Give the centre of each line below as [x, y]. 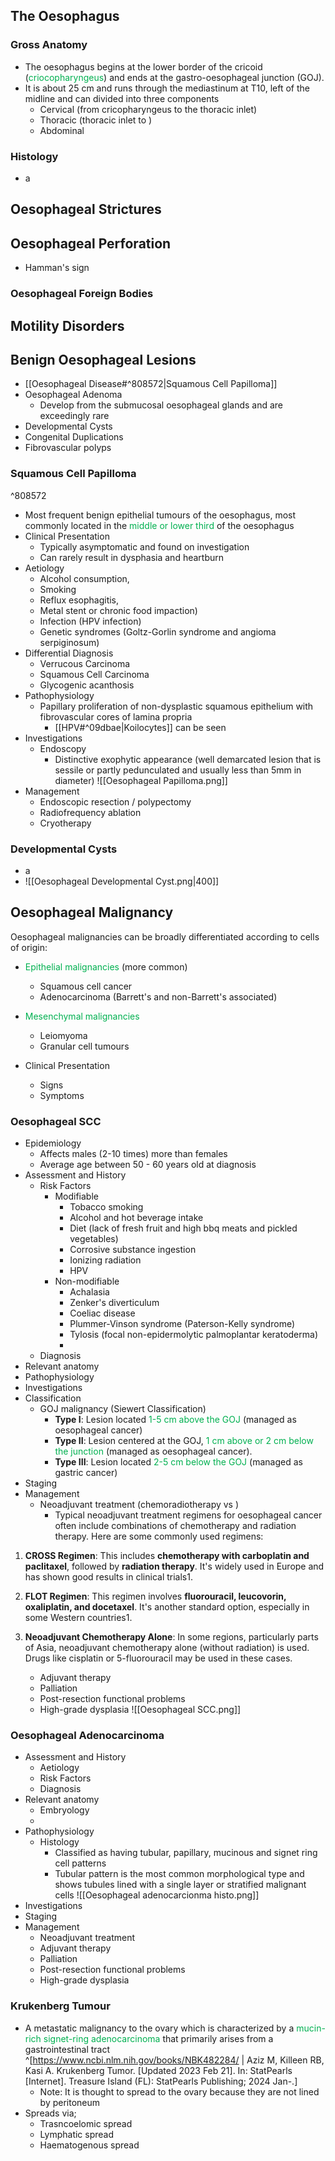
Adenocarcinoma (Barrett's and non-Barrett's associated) [158, 996]
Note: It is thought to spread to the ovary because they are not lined [179, 2091]
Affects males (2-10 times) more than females [133, 1154]
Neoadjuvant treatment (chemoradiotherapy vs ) [139, 1505]
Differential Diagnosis [69, 653]
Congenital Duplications [74, 437]
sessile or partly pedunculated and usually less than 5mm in [178, 770]
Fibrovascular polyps [68, 448]
